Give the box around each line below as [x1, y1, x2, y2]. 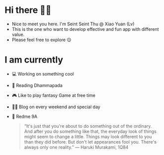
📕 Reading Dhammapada [11, 82, 63, 88]
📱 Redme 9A [11, 113, 38, 119]
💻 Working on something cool [11, 71, 74, 77]
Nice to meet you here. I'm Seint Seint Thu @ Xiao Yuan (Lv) [11, 21, 135, 27]
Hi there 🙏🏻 [4, 4, 52, 16]
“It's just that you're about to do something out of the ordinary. [24, 123, 152, 129]
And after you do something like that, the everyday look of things [24, 128, 157, 134]
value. [11, 31, 25, 37]
